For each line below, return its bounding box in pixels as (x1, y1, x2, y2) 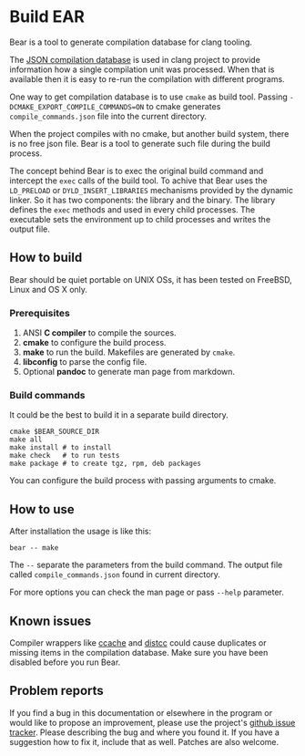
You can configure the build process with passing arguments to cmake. (9, 475, 277, 486)
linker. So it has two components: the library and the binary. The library (9, 194, 276, 205)
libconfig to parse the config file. (22, 357, 147, 368)
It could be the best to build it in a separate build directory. (9, 409, 229, 420)
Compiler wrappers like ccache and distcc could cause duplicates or (9, 637, 267, 648)
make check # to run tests (9, 451, 120, 461)
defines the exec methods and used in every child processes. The (9, 203, 256, 215)
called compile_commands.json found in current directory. (9, 569, 221, 580)
